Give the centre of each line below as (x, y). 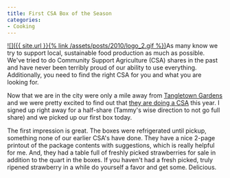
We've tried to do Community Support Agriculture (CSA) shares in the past (113, 60)
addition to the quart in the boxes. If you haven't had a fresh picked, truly (110, 160)
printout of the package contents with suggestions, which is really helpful (111, 146)
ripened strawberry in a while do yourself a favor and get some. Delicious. (112, 167)
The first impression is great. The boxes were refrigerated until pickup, (107, 131)
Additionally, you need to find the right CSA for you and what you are (104, 75)
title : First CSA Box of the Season (59, 13)
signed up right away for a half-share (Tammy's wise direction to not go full (114, 110)
